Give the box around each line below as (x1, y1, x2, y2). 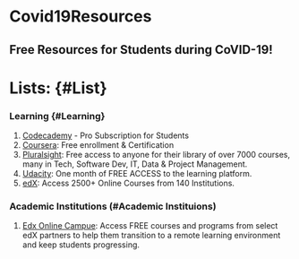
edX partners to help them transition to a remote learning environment (21, 230, 281, 241)
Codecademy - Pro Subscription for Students (21, 130, 190, 141)
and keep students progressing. (21, 239, 141, 250)
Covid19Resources (9, 6, 152, 27)
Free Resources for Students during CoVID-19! (9, 42, 273, 57)
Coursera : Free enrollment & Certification (21, 140, 175, 151)
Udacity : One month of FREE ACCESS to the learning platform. (21, 168, 252, 179)
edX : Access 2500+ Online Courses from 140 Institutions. (21, 177, 235, 189)
